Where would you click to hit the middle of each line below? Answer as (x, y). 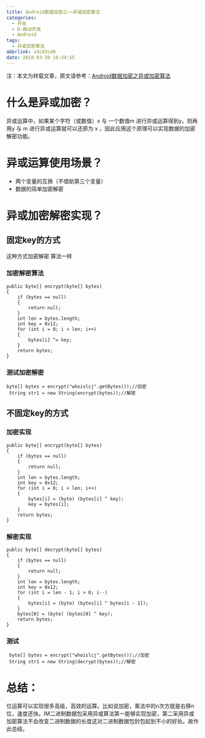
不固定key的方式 (38, 413)
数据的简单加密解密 (39, 189)
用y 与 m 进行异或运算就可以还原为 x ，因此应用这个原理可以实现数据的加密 (101, 128)
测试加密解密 (25, 372)
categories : (21, 18)
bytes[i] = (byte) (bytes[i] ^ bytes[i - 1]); (88, 603)
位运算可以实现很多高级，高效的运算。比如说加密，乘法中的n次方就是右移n (100, 706)
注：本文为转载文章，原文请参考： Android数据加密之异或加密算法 (88, 76)
